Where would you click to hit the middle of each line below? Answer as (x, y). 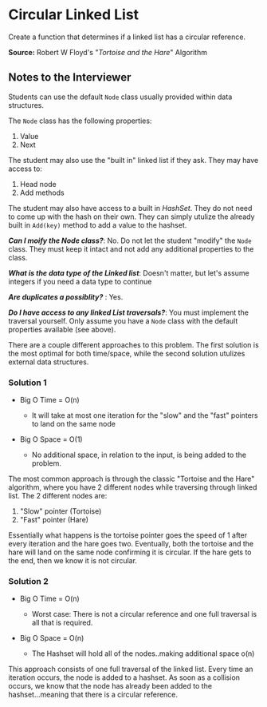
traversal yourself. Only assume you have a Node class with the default (123, 320)
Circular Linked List (74, 15)
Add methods (42, 193)
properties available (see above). (62, 329)
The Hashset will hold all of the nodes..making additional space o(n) (143, 653)
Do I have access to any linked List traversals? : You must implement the (129, 312)
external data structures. (49, 362)
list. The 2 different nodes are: (58, 496)
